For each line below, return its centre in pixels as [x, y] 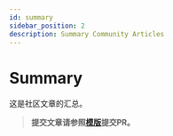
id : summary [31, 17]
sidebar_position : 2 [47, 26]
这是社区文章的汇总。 [48, 104]
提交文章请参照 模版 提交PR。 [83, 123]
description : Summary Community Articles [87, 34]
